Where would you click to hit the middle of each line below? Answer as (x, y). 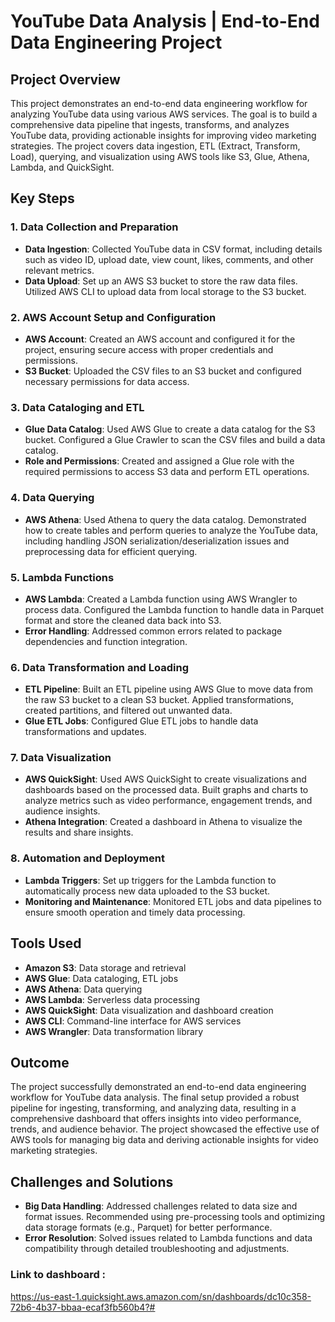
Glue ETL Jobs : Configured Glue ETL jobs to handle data (141, 721)
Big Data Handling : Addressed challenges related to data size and (161, 1206)
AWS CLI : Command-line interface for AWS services (133, 1021)
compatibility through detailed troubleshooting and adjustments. (157, 1249)
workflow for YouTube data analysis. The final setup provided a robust (155, 1097)
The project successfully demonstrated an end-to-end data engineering (158, 1087)
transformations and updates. (85, 732)
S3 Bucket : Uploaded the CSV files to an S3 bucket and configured (163, 371)
